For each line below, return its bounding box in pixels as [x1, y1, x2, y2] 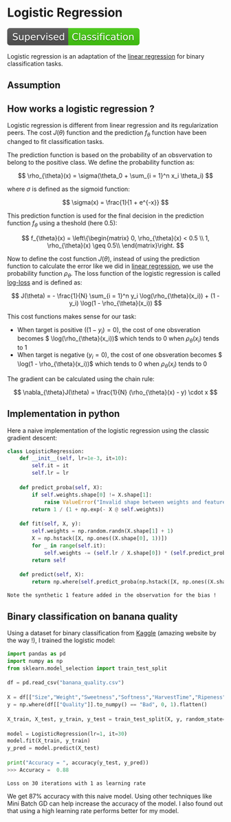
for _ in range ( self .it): [32, 542, 107, 549]
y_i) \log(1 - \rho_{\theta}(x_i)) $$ [69, 298, 162, 307]
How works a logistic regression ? [7, 103, 155, 114]
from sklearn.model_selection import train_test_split [7, 665, 168, 672]
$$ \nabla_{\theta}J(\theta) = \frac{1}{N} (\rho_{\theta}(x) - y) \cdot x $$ [13, 388, 218, 396]
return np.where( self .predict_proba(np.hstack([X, [32, 579, 180, 586]
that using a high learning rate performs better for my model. [7, 806, 179, 814]
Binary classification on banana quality [7, 610, 178, 622]
